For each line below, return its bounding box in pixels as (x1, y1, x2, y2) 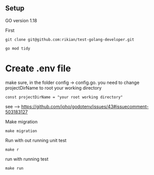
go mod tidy (5, 46, 30, 51)
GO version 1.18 (5, 17, 37, 23)
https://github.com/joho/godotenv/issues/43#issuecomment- (21, 103, 149, 109)
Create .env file (5, 63, 71, 74)
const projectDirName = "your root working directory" (5, 95, 123, 100)
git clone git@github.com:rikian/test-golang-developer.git (5, 37, 135, 42)
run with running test (5, 156, 49, 162)
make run (5, 165, 24, 171)
